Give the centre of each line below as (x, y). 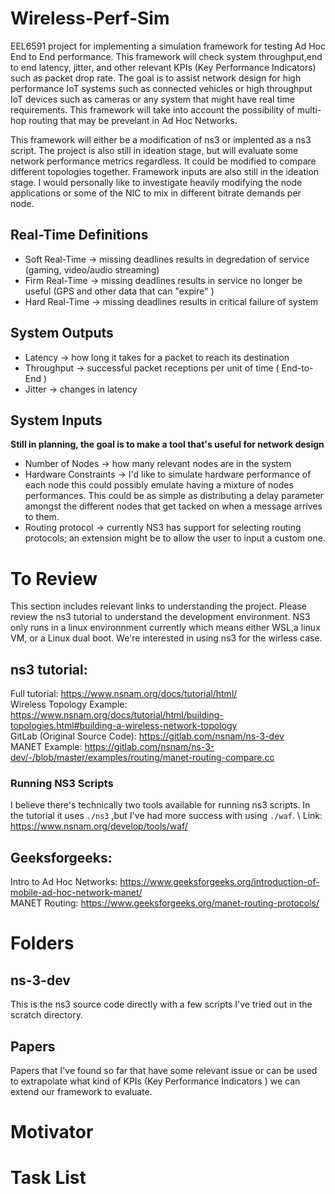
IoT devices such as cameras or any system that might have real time (152, 99)
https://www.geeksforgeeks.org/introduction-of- (219, 882)
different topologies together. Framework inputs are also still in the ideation (165, 171)
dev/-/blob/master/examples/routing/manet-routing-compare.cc (142, 758)
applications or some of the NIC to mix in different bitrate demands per (156, 193)
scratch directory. (46, 1015)
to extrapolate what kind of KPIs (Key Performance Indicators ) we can (155, 1081)
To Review (54, 578)
